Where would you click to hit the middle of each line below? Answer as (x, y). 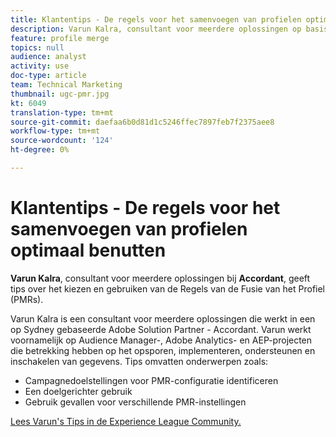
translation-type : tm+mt (62, 112)
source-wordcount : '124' (62, 141)
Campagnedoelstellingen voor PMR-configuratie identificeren (151, 380)
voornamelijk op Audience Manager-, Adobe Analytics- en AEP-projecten (161, 340)
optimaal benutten (88, 250)
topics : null (37, 47)
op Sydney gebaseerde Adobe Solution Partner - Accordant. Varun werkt (161, 329)
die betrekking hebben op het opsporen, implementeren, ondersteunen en (163, 350)
